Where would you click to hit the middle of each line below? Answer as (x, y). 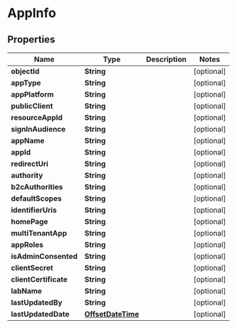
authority (27, 175)
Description (166, 59)
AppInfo (32, 13)
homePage (30, 222)
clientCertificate (39, 279)
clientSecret (32, 268)
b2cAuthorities (37, 187)
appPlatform (32, 94)
